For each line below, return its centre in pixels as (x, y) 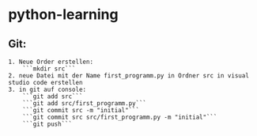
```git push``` (47, 124)
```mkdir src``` (49, 69)
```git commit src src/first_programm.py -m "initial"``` (120, 117)
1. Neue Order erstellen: (51, 62)
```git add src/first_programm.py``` (85, 104)
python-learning (63, 15)
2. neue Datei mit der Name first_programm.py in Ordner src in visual (128, 76)
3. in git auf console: (47, 89)
